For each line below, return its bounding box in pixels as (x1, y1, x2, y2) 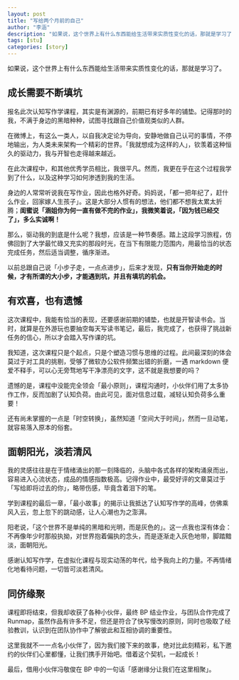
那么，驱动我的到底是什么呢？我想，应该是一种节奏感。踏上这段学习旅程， (7, 230, 225, 239)
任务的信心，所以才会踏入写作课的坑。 (7, 333, 119, 341)
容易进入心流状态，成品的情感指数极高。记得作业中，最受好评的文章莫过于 (7, 475, 225, 483)
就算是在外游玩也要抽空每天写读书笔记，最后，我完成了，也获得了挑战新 (19, 324, 232, 332)
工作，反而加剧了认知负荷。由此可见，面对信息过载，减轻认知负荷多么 (13, 390, 219, 398)
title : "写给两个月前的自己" (7, 17, 84, 24)
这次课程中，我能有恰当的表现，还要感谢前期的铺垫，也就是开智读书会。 (7, 315, 219, 324)
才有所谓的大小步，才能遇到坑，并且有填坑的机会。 (19, 272, 169, 280)
